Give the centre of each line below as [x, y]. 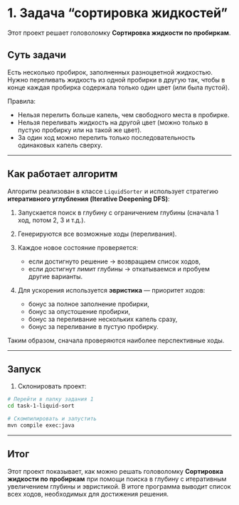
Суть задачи [37, 55]
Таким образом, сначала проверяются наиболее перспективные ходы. [116, 340]
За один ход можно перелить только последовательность [106, 137]
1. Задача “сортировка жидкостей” [117, 13]
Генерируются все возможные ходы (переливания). [97, 234]
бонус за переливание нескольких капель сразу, [103, 319]
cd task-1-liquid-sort [41, 406]
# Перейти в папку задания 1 [51, 399]
